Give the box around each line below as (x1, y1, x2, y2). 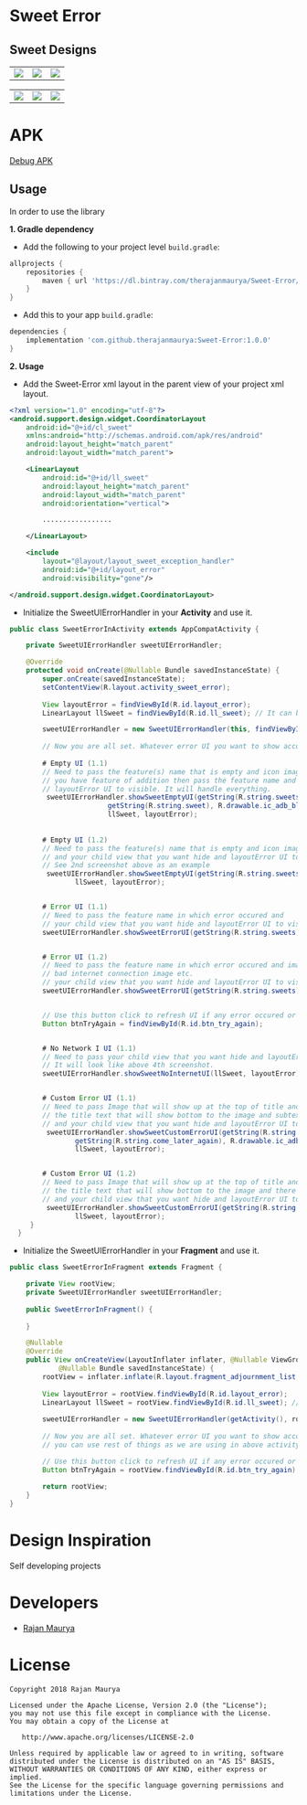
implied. (9, 1772, 43, 1782)
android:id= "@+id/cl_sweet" (26, 422, 132, 432)
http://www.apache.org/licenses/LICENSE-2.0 (21, 1733, 195, 1742)
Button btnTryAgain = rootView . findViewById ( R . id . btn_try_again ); (42, 1465, 301, 1474)
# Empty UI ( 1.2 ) (42, 835, 108, 844)
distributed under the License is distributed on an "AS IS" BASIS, (9, 1757, 276, 1766)
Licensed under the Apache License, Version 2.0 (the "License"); (9, 1701, 268, 1710)
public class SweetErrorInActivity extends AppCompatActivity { (9, 624, 259, 633)
